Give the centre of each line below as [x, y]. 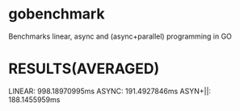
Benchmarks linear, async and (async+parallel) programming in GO [120, 36]
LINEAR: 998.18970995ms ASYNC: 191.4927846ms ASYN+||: [110, 91]
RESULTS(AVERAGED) [84, 69]
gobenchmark [57, 14]
